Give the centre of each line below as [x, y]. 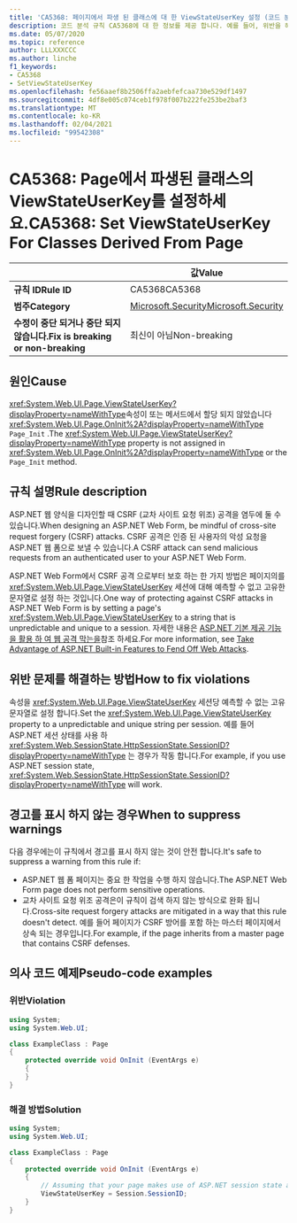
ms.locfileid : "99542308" [57, 133]
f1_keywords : [33, 67]
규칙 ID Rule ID [43, 290]
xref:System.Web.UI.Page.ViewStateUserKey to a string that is [122, 617]
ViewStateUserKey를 [88, 201]
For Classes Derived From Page [126, 243]
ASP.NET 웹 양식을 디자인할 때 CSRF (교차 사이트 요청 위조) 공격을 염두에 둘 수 [145, 515]
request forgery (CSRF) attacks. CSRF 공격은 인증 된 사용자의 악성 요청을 [138, 537]
